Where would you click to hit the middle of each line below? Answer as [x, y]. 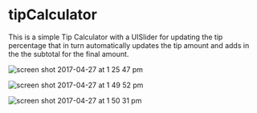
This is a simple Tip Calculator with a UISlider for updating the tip [116, 37]
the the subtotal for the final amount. [69, 54]
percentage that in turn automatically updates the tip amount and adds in [129, 45]
